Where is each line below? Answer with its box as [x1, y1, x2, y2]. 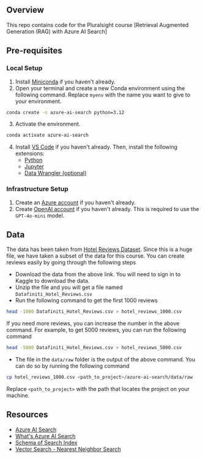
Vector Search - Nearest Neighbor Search [15, 445, 121, 453]
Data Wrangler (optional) [24, 169, 87, 177]
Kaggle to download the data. [15, 277, 90, 285]
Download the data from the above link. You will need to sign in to [15, 271, 181, 278]
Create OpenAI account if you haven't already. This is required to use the [15, 205, 199, 212]
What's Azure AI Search [15, 432, 76, 439]
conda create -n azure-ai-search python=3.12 [6, 109, 124, 115]
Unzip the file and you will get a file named [15, 283, 123, 291]
